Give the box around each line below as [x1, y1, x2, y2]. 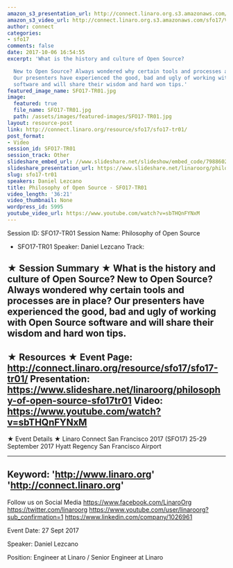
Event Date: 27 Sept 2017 [7, 526, 80, 535]
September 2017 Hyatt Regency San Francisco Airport [7, 442, 162, 451]
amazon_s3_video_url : [7, 17, 70, 24]
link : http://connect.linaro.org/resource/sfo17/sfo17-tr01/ [7, 126, 188, 133]
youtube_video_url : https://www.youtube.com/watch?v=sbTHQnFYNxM [7, 210, 200, 217]
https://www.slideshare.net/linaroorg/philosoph [7, 383, 221, 396]
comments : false [7, 42, 54, 49]
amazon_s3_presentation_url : [7, 10, 92, 17]
